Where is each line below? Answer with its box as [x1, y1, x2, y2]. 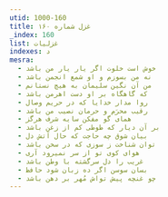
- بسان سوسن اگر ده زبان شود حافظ [17, 165, 148, 174]
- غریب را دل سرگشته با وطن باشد [17, 156, 144, 166]
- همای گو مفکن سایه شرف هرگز [17, 114, 132, 123]
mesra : [9, 55, 35, 64]
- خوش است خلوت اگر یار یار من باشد [17, 64, 156, 74]
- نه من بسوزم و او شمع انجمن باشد [17, 73, 153, 82]
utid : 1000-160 [9, 13, 67, 23]
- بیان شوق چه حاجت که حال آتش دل [17, 132, 148, 141]
